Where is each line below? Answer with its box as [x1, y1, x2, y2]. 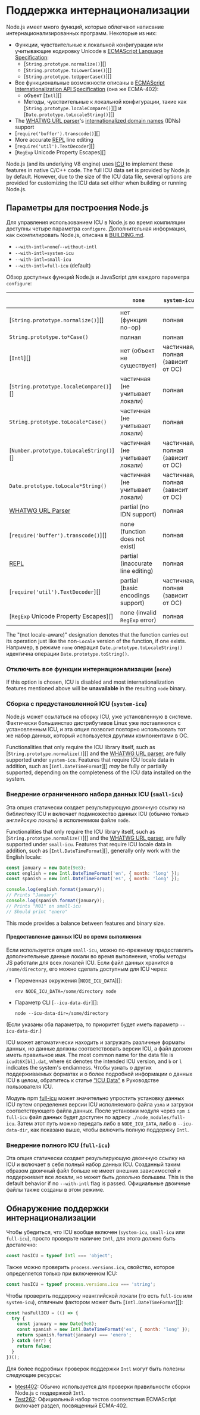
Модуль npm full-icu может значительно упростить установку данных [6, 1094, 185, 1102]
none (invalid [120, 608, 157, 616]
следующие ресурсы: [6, 1371, 61, 1379]
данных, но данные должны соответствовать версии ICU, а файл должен [6, 1045, 192, 1052]
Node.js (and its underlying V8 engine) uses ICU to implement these [6, 160, 173, 167]
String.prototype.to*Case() [9, 334, 89, 340]
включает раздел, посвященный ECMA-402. [14, 1402, 128, 1409]
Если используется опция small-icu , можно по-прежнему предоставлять [6, 946, 193, 953]
